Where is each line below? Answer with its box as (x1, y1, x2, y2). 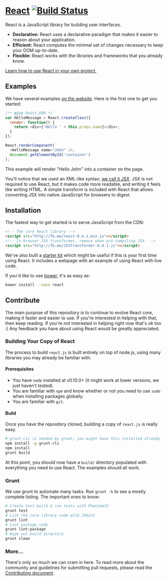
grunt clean (5, 536, 30, 541)
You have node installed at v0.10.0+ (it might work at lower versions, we (12, 377, 159, 383)
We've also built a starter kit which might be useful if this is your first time (5, 252, 157, 258)
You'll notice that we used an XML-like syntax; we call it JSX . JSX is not (5, 175, 153, 181)
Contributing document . (5, 570, 55, 576)
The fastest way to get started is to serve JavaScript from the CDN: (5, 220, 144, 226)
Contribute (5, 296, 40, 305)
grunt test (5, 508, 28, 513)
